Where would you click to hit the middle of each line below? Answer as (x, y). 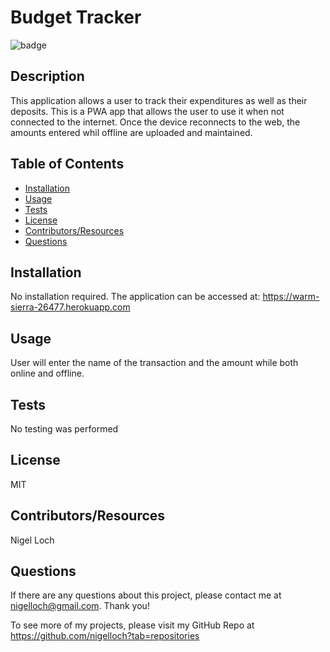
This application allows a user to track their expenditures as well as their (159, 100)
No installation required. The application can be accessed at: (135, 297)
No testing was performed (64, 429)
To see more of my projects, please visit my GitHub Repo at (132, 625)
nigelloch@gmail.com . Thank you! (80, 606)
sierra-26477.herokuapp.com (70, 307)
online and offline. (47, 373)
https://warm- (291, 297)
